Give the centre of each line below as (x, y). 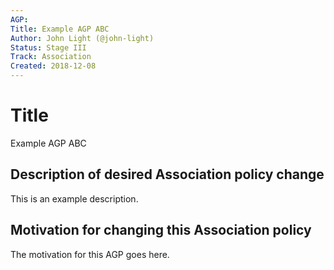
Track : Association (51, 57)
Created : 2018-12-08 (53, 66)
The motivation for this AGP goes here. (90, 254)
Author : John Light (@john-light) (82, 38)
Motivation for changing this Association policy (161, 230)
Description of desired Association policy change (167, 174)
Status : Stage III (48, 47)
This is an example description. (74, 198)
